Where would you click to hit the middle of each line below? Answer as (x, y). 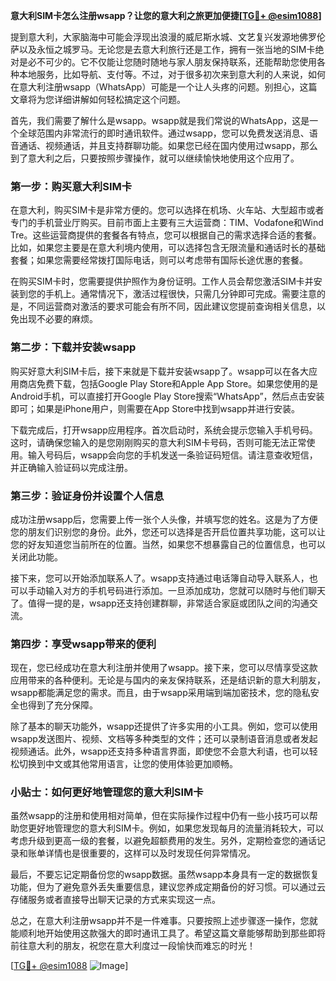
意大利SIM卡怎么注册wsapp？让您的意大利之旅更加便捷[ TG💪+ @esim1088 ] (166, 15)
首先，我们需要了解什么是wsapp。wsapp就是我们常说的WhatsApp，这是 (160, 120)
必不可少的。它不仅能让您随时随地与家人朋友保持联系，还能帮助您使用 (172, 62)
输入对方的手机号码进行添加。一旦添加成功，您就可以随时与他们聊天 (185, 590)
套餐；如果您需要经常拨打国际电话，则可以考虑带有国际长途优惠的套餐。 (159, 260)
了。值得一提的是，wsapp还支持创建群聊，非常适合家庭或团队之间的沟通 (160, 603)
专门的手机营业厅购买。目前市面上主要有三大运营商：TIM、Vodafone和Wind (167, 223)
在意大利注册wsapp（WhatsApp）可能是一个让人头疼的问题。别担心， (155, 87)
